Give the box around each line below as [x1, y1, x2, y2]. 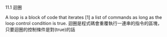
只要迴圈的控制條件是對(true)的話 [5, 26, 76, 32]
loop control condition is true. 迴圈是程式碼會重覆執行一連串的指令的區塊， [5, 20, 162, 26]
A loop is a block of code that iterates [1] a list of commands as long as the [5, 14, 162, 20]
